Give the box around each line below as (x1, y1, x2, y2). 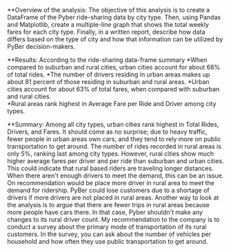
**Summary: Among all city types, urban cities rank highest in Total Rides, (7, 120, 219, 128)
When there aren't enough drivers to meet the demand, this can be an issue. (7, 171, 224, 180)
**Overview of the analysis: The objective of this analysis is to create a (7, 6, 210, 14)
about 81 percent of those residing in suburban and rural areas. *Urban (7, 78, 210, 85)
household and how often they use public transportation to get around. (7, 238, 208, 245)
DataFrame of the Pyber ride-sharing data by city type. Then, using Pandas (7, 13, 221, 21)
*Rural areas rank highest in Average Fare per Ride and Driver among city (7, 100, 217, 107)
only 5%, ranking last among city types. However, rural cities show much (7, 149, 214, 158)
